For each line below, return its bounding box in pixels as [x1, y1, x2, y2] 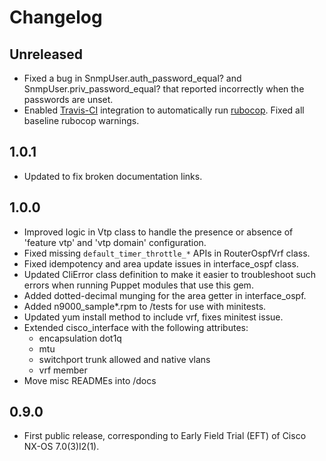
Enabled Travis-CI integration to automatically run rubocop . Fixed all [23, 104, 305, 116]
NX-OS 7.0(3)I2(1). [23, 441, 100, 453]
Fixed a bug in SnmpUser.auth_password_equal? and [23, 72, 242, 84]
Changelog [9, 6, 103, 29]
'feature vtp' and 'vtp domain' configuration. [23, 236, 207, 248]
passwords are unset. [23, 94, 114, 105]
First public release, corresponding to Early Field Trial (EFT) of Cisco [23, 430, 307, 442]
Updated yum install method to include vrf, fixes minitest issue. [23, 311, 284, 323]
